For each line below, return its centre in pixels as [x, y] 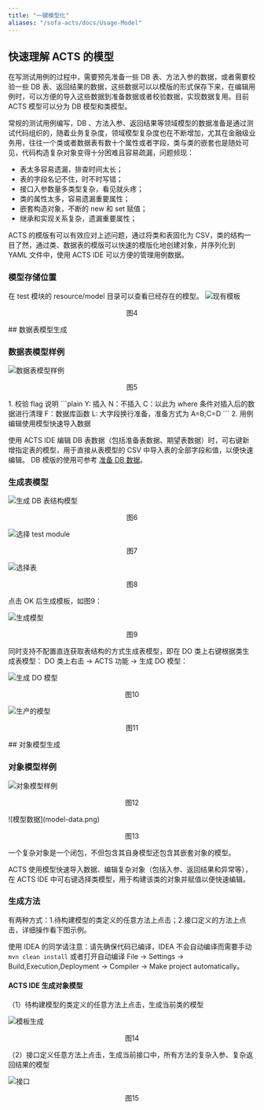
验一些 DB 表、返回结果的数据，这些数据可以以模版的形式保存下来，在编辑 [128, 87]
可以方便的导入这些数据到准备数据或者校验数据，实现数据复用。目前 [139, 97]
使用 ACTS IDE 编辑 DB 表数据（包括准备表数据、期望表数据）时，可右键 [125, 440]
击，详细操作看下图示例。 [49, 930]
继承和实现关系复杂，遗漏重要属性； [78, 219]
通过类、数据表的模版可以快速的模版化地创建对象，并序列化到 [135, 245]
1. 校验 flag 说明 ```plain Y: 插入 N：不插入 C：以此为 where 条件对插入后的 [128, 404]
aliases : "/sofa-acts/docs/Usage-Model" [75, 23]
